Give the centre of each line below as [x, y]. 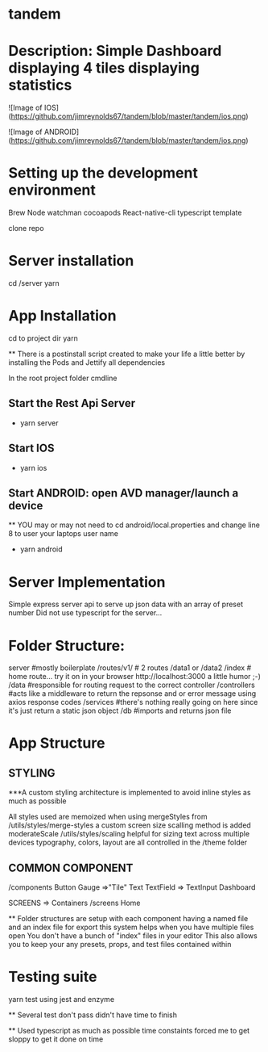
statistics [40, 85]
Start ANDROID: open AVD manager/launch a [124, 493]
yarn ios [33, 467]
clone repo [26, 228]
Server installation [71, 261]
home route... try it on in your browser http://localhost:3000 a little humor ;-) [135, 677]
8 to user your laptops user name [64, 534]
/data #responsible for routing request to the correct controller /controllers [132, 685]
